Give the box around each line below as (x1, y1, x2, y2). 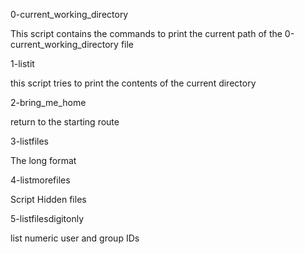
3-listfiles (10, 135, 50, 147)
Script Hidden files (10, 194, 87, 205)
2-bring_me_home (10, 97, 87, 108)
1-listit (10, 58, 35, 69)
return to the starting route (10, 116, 120, 128)
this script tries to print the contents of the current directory (10, 77, 257, 89)
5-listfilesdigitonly (10, 213, 85, 224)
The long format (10, 155, 77, 166)
